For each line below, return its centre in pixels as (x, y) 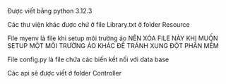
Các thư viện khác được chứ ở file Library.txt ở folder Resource (99, 24)
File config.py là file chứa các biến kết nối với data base (88, 59)
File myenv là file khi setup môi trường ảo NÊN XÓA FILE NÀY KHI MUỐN (113, 38)
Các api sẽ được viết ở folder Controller (65, 73)
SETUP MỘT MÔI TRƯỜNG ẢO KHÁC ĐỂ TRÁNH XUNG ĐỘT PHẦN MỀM (113, 46)
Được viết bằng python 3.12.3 (50, 11)
